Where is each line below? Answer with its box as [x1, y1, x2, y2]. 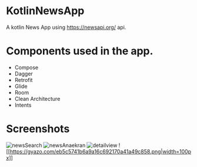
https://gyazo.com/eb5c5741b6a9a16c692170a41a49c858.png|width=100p [9, 148, 192, 155]
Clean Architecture [14, 95, 61, 102]
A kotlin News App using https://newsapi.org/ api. [6, 24, 126, 31]
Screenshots [6, 122, 70, 136]
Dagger [14, 70, 34, 77]
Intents [14, 101, 32, 109]
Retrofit [14, 76, 33, 83]
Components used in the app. [6, 44, 153, 58]
